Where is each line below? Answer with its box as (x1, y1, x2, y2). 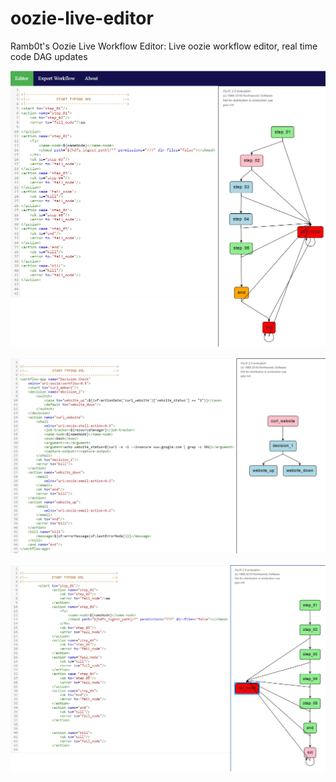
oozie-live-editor (10, 7, 154, 30)
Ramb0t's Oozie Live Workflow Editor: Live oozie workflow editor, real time (10, 40, 318, 52)
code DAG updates (10, 50, 88, 62)
